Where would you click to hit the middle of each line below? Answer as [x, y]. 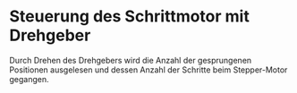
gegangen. [29, 79]
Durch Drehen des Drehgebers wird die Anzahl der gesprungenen [131, 60]
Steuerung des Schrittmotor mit [130, 17]
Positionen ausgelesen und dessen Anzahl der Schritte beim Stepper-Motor [148, 70]
